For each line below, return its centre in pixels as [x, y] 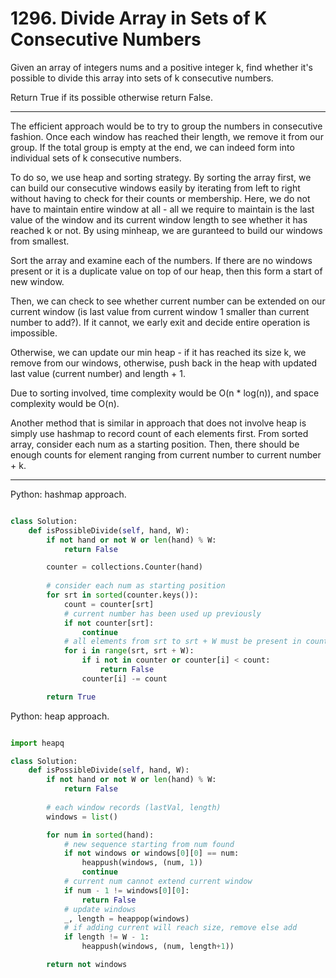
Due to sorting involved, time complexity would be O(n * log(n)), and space [165, 393]
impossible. [34, 333]
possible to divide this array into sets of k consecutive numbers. [142, 78]
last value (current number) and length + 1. [98, 373]
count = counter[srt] [109, 604]
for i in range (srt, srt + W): [129, 651]
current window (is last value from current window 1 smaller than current [160, 311]
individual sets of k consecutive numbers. [96, 158]
